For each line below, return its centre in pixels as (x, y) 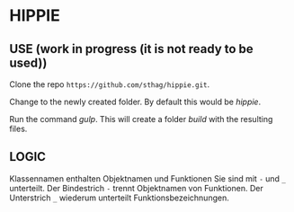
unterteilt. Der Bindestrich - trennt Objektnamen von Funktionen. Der (136, 188)
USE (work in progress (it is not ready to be (131, 49)
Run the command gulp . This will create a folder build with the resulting (141, 119)
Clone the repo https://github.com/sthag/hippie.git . (110, 84)
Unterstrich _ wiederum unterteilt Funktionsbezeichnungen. (119, 198)
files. (18, 128)
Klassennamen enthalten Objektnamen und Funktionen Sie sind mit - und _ (147, 178)
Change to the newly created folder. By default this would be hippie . (135, 102)
